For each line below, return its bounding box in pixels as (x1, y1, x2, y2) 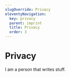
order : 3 (9, 30, 27, 34)
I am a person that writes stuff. (5, 66, 66, 72)
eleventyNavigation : (5, 12, 47, 16)
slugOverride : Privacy (5, 7, 51, 12)
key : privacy (9, 16, 36, 21)
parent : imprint (9, 20, 42, 26)
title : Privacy (9, 25, 40, 30)
